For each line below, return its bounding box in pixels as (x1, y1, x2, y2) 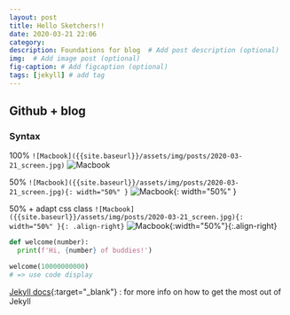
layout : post (9, 12, 58, 22)
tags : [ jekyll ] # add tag (9, 71, 105, 80)
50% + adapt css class (9, 203, 93, 214)
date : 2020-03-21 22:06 (9, 29, 98, 38)
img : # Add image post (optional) (9, 54, 141, 63)
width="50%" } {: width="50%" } (76, 186, 237, 197)
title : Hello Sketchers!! (9, 21, 105, 30)
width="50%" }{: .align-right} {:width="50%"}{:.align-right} (9, 221, 278, 232)
